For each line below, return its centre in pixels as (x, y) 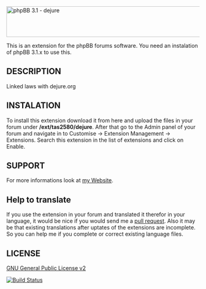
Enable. (16, 146)
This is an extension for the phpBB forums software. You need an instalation (102, 46)
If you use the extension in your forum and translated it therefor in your (96, 215)
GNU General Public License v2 (46, 268)
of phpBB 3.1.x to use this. (39, 52)
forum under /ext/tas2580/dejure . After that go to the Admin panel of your (101, 127)
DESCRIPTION (34, 71)
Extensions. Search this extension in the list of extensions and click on (95, 140)
